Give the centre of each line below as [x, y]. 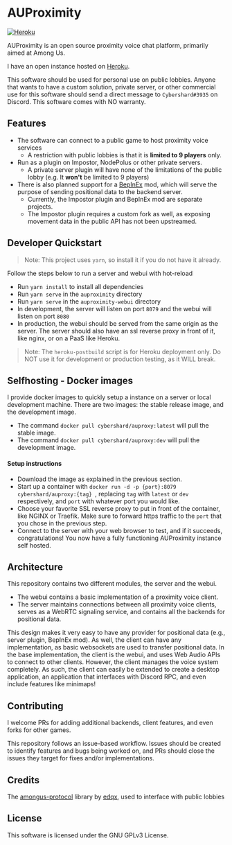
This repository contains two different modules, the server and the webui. [112, 584]
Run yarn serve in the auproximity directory [80, 294]
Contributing [35, 706]
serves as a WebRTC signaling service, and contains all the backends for [121, 612]
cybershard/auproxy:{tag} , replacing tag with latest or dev [103, 494]
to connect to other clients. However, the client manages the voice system [113, 662]
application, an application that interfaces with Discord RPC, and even [107, 677]
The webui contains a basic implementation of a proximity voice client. [118, 597]
